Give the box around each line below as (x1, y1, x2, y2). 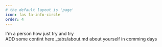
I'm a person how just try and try (5, 31, 74, 37)
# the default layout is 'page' (5, 7, 74, 13)
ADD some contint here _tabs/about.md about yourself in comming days (5, 36, 157, 42)
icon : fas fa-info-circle (5, 12, 60, 17)
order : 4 (5, 17, 24, 22)
